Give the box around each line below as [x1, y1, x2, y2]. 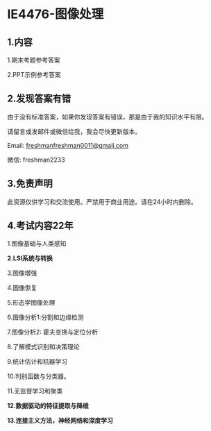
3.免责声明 [7, 178, 53, 189]
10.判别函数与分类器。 [7, 372, 71, 380]
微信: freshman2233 [7, 155, 65, 164]
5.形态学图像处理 [7, 298, 56, 307]
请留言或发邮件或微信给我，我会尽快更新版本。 [7, 127, 141, 135]
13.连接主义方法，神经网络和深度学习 [7, 416, 113, 425]
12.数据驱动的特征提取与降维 [7, 402, 89, 410]
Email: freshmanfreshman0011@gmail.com [7, 141, 128, 149]
